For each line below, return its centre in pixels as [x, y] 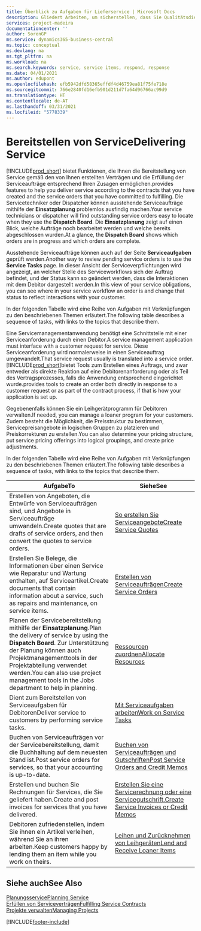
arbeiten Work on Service [150, 713]
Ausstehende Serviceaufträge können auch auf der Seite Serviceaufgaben [99, 253]
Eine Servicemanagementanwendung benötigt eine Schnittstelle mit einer [97, 333]
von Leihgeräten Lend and [151, 843]
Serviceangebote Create [148, 522]
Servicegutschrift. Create [149, 800]
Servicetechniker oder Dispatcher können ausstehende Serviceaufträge [95, 203]
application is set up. [32, 397]
